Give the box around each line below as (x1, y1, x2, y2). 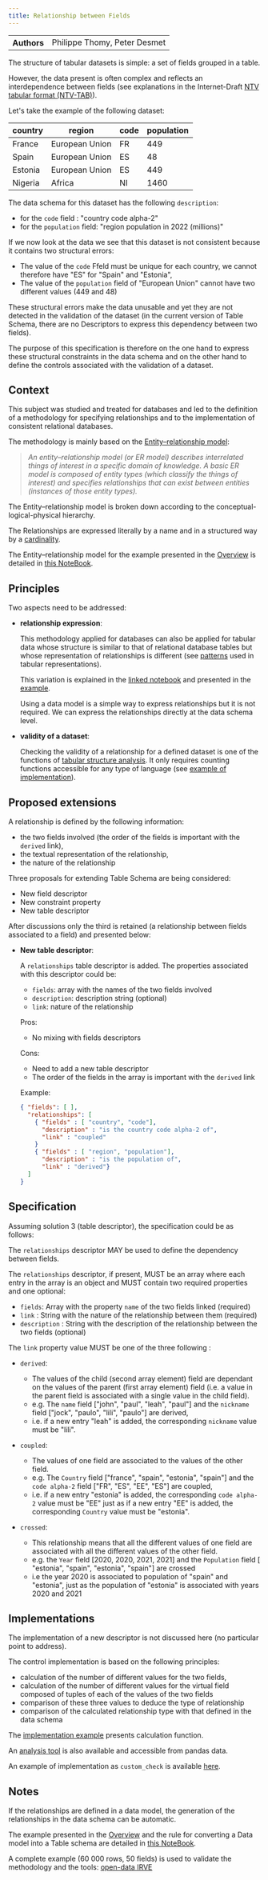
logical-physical (8, 510, 62, 520)
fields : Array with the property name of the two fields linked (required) (19, 1302, 251, 1311)
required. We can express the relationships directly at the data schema (19, 707, 254, 717)
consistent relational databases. (8, 422, 114, 431)
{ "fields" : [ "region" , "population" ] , (34, 1148, 174, 1156)
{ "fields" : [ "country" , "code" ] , (34, 1118, 157, 1126)
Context (8, 383, 50, 397)
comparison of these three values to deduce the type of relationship (19, 1698, 245, 1708)
